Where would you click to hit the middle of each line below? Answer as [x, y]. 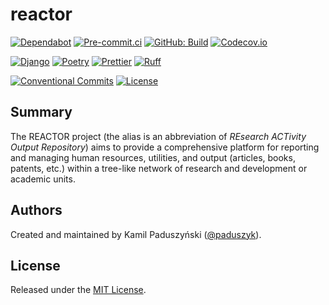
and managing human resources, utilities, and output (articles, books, [153, 157]
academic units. [43, 179]
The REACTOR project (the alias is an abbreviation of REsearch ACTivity [158, 136]
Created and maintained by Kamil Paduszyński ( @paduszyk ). [136, 234]
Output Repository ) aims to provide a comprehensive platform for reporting [165, 147]
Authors [36, 210]
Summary [41, 112]
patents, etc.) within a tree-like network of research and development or [159, 168]
